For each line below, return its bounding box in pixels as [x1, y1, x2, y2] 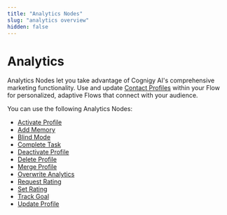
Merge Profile [17, 163, 57, 171]
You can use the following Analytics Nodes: [7, 105, 133, 113]
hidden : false [7, 23, 49, 30]
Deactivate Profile [17, 148, 69, 156]
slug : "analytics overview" [7, 17, 90, 24]
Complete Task [17, 140, 62, 149]
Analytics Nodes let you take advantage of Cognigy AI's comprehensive [7, 76, 215, 84]
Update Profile [17, 200, 60, 208]
